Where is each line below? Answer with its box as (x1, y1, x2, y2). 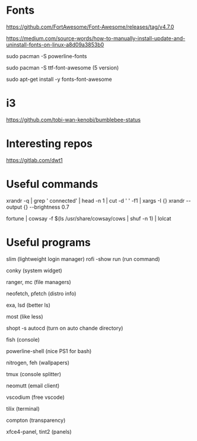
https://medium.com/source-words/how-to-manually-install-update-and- (6, 34, 186, 42)
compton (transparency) (6, 417, 66, 424)
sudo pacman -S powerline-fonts (6, 52, 87, 59)
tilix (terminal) (6, 405, 40, 412)
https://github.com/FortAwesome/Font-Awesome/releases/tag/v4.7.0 (6, 23, 174, 30)
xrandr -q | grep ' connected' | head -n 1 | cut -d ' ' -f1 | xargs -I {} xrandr (6, 197, 185, 204)
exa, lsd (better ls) (6, 301, 50, 308)
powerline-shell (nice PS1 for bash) (6, 347, 92, 354)
